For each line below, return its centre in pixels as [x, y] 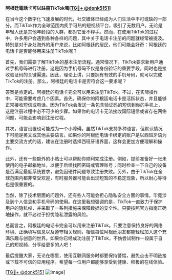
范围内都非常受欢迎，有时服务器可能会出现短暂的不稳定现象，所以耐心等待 [88, 178]
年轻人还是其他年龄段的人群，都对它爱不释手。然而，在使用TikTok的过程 [82, 32]
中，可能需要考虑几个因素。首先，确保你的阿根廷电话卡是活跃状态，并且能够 [86, 98]
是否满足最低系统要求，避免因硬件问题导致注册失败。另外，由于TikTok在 [82, 172]
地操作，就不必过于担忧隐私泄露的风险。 [48, 214]
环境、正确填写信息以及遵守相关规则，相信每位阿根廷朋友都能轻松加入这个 [84, 232]
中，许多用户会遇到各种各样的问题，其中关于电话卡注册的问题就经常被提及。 [86, 38]
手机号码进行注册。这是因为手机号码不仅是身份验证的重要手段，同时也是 [86, 68]
